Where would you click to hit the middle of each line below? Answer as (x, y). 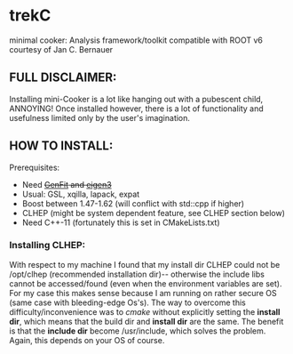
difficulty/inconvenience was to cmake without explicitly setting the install (145, 311)
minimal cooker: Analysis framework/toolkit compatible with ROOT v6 (136, 40)
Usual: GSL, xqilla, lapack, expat (81, 194)
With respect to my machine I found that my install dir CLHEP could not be (145, 264)
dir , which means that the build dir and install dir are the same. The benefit (146, 321)
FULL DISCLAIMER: (63, 78)
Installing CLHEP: (48, 245)
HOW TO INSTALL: (61, 146)
